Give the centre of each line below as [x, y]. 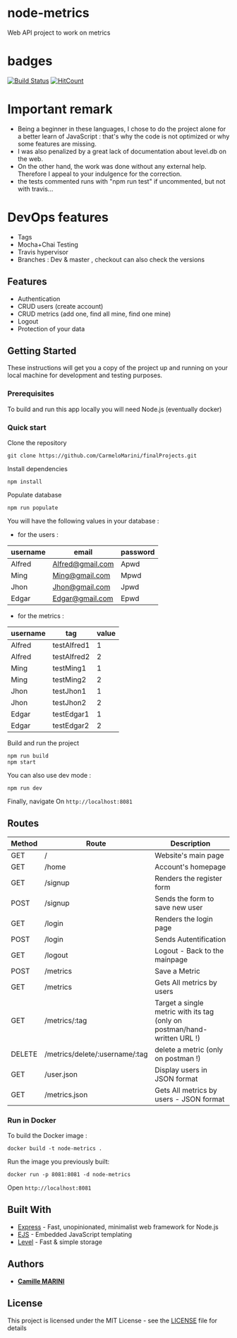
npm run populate [33, 508]
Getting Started [42, 351]
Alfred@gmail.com [83, 564]
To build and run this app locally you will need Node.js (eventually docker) [115, 409]
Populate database [35, 495]
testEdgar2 [71, 726]
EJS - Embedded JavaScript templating [75, 1234]
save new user [179, 907]
